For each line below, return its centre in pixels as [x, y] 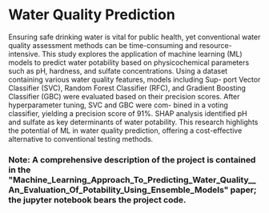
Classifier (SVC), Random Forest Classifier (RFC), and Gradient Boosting [127, 88]
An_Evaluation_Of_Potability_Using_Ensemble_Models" [118, 190]
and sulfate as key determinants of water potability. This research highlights [133, 122]
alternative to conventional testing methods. [81, 139]
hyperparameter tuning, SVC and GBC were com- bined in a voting [118, 105]
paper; [243, 190]
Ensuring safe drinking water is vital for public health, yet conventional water [134, 37]
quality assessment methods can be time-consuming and [103, 45]
